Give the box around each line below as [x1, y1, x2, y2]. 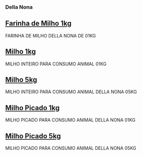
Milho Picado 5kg [5, 132, 61, 140]
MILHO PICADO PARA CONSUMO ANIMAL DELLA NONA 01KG [5, 117, 136, 123]
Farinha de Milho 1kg [5, 19, 72, 28]
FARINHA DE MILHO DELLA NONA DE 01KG [5, 32, 96, 38]
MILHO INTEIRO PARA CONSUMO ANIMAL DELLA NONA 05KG [5, 89, 137, 95]
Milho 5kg [5, 75, 37, 84]
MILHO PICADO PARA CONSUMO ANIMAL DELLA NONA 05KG [5, 145, 136, 151]
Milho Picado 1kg [5, 103, 60, 112]
